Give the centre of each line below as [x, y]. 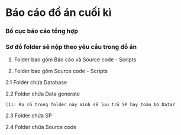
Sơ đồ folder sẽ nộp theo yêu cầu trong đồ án [71, 47]
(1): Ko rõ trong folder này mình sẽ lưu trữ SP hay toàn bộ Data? [90, 105]
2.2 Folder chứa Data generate [43, 94]
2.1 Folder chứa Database [36, 83]
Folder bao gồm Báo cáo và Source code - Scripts [75, 60]
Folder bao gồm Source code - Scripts [61, 71]
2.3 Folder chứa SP [29, 116]
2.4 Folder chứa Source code [41, 127]
